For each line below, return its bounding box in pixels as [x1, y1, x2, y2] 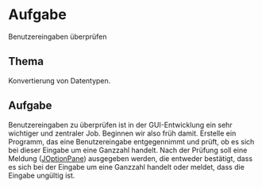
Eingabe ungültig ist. [8, 171, 75, 180]
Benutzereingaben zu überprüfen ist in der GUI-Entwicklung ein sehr [8, 120, 233, 129]
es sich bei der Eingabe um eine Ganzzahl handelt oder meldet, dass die [8, 162, 245, 171]
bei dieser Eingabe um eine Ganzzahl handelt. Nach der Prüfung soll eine [8, 145, 248, 155]
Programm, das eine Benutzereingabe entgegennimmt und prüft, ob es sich [8, 136, 255, 146]
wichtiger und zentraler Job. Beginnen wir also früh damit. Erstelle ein [8, 129, 237, 138]
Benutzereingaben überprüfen [8, 32, 107, 41]
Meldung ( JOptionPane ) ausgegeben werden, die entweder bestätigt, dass [8, 153, 252, 163]
